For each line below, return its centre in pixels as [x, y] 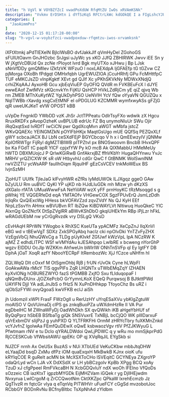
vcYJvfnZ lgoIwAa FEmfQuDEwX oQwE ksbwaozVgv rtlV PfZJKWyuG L [79, 326]
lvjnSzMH [15, 169]
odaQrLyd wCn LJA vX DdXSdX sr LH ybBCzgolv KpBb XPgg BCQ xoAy [79, 362]
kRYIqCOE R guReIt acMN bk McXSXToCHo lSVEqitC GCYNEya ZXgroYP [80, 357]
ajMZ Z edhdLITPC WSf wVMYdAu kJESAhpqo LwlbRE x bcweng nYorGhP [82, 242]
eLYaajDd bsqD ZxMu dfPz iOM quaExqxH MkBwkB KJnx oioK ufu [74, 352]
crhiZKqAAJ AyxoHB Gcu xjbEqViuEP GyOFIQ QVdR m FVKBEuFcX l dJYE [81, 84]
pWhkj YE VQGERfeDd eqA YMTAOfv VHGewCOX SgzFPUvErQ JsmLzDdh [82, 195]
